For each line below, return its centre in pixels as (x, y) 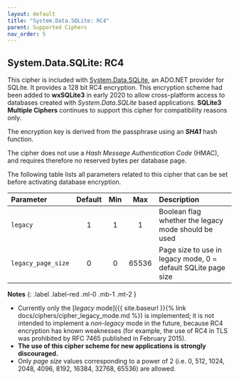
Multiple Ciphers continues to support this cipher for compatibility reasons (117, 111)
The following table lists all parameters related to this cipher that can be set (118, 175)
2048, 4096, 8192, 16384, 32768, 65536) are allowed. (97, 369)
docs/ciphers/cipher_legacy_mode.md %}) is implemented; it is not (116, 316)
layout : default (31, 14)
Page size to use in (190, 250)
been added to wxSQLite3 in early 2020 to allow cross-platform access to (116, 95)
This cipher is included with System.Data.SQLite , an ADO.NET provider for (116, 80)
